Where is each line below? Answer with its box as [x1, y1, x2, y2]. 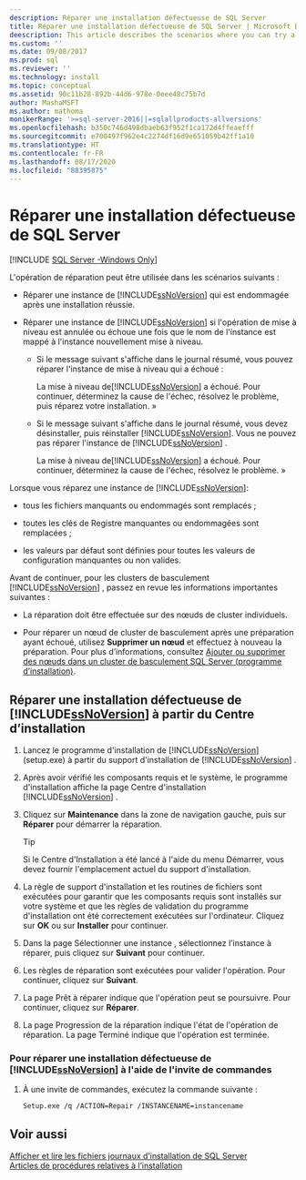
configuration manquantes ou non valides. [22, 554, 182, 565]
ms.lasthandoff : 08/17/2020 [9, 157, 117, 167]
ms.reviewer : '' [9, 65, 71, 74]
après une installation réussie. [22, 300, 136, 310]
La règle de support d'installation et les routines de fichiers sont [22, 881, 262, 892]
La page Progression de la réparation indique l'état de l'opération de [22, 1020, 279, 1031]
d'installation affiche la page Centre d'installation [22, 782, 207, 793]
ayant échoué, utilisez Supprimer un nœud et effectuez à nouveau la [22, 636, 282, 647]
